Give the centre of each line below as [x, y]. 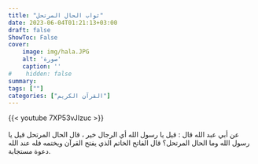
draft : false [29, 30]
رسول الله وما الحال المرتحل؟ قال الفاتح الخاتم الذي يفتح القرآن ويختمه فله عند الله [129, 143]
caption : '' [42, 67]
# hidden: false [40, 74]
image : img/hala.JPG [56, 52]
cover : [19, 45]
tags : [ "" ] [26, 88]
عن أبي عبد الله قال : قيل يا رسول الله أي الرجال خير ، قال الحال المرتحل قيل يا [124, 135]
